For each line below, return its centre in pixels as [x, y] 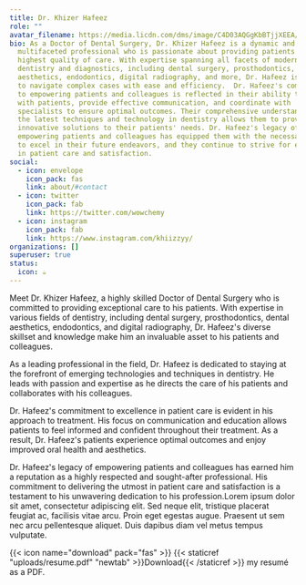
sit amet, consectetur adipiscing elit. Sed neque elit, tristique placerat [139, 506]
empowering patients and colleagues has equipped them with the [142, 137]
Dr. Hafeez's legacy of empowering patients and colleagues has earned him [152, 467]
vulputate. [28, 535]
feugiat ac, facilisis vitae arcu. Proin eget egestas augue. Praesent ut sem [147, 515]
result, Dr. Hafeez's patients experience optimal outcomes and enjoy [138, 439]
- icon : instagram [53, 221]
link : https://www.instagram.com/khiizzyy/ [110, 238]
